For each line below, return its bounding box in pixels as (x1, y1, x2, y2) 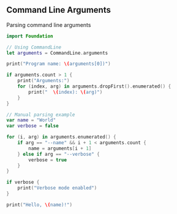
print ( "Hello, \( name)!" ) (6, 202, 72, 208)
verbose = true (28, 156, 67, 163)
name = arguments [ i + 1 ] (28, 145, 92, 151)
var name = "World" (6, 117, 56, 123)
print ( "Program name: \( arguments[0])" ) (6, 61, 111, 67)
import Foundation (6, 33, 53, 39)
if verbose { (6, 179, 40, 186)
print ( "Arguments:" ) (17, 78, 70, 84)
